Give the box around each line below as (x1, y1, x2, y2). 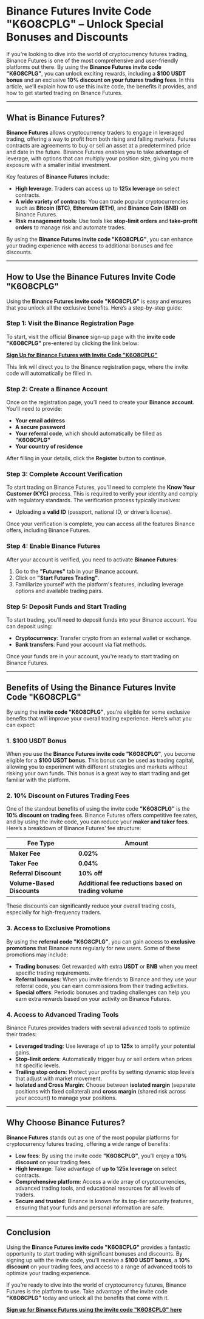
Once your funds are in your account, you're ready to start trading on (6, 653, 179, 660)
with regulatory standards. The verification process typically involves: (6, 497, 181, 504)
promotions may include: (6, 951, 69, 958)
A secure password (15, 424, 66, 431)
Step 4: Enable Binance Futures (6, 542, 101, 550)
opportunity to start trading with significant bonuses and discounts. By (6, 1250, 183, 1257)
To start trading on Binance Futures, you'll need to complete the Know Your (6, 483, 195, 491)
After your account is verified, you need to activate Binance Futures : (6, 556, 178, 563)
